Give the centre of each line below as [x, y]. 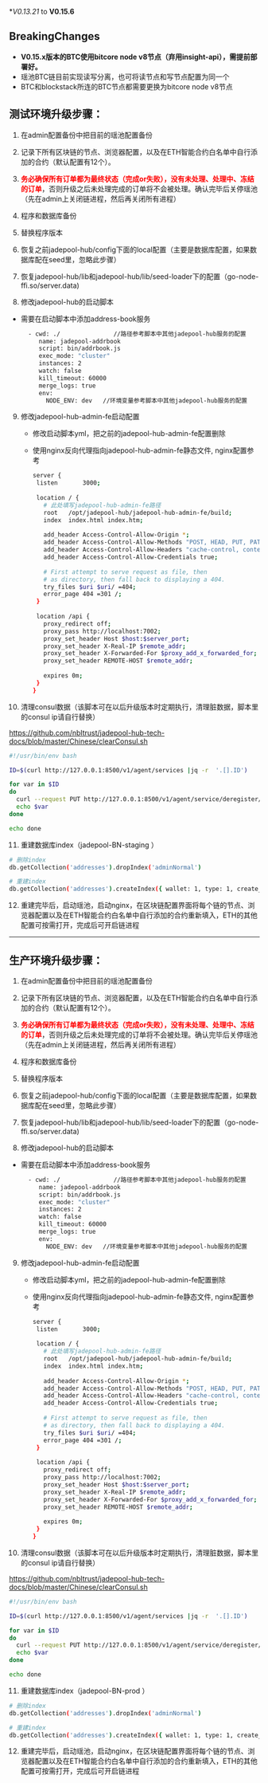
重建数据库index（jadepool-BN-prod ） [85, 1691]
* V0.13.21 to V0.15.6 [42, 12]
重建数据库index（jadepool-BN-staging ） [89, 845]
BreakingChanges [54, 36]
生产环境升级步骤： [56, 960]
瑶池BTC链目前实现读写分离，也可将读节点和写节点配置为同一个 [125, 77]
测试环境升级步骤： [56, 114]
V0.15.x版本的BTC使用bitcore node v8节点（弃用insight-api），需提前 [135, 57]
